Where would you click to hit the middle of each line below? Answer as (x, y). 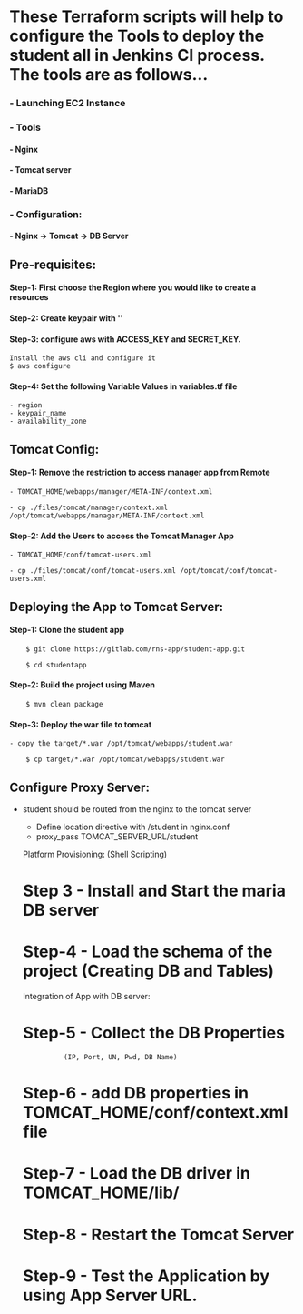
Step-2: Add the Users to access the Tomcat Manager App (122, 536)
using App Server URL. (110, 1295)
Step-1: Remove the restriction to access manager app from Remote (140, 472)
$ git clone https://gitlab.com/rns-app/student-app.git (136, 649)
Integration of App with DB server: (86, 997)
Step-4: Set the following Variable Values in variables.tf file (123, 386)
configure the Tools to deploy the (137, 36)
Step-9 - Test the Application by (146, 1276)
